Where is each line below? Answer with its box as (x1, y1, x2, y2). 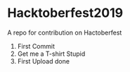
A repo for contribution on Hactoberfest (7, 28, 122, 37)
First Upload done (17, 56, 70, 65)
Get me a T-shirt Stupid (17, 49, 86, 58)
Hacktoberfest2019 (7, 5, 124, 21)
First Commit (17, 42, 55, 50)
